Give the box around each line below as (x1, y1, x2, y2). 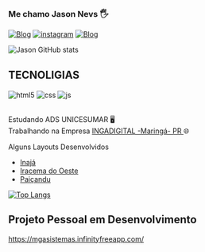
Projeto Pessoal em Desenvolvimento (8, 213, 197, 226)
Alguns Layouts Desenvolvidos (8, 142, 110, 152)
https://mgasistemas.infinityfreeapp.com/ (8, 234, 145, 243)
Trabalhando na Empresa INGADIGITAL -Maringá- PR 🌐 (8, 126, 189, 136)
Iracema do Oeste (19, 166, 79, 175)
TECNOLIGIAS (8, 68, 80, 81)
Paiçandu (19, 174, 52, 183)
